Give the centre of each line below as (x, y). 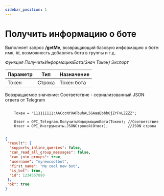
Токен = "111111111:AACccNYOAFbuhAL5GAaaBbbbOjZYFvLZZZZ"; (75, 113)
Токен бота (73, 82)
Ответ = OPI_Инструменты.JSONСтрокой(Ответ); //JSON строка (85, 126)
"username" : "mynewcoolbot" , (39, 161)
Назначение (74, 74)
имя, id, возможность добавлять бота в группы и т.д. (60, 52)
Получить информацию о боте (71, 34)
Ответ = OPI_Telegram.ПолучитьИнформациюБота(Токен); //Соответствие (86, 122)
